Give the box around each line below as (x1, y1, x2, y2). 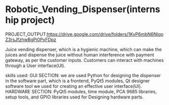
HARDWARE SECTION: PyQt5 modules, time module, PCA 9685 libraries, (5, 88, 157, 94)
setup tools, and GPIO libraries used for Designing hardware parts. (5, 94, 144, 100)
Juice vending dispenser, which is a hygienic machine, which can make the (5, 46, 162, 52)
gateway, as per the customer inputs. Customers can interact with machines (5, 57, 164, 63)
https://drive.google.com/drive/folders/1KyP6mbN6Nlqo (47, 31, 163, 37)
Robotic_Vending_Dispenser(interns (5, 4, 160, 15)
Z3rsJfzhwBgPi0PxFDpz (5, 37, 57, 43)
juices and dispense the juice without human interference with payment (5, 52, 154, 58)
